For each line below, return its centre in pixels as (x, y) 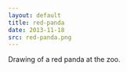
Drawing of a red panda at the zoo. (64, 59)
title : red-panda (36, 23)
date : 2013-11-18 (36, 30)
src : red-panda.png (40, 37)
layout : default (34, 15)
